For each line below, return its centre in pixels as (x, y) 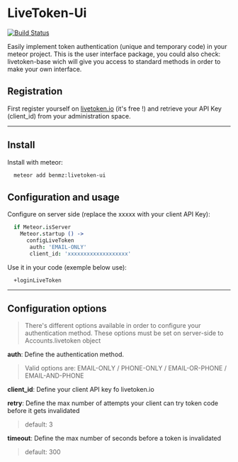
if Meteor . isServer (42, 227)
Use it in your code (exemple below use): (67, 267)
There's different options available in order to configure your (113, 326)
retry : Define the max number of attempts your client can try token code (113, 403)
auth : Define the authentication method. (66, 354)
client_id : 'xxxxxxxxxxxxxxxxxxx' (80, 253)
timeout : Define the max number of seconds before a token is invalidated (114, 439)
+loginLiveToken (38, 280)
